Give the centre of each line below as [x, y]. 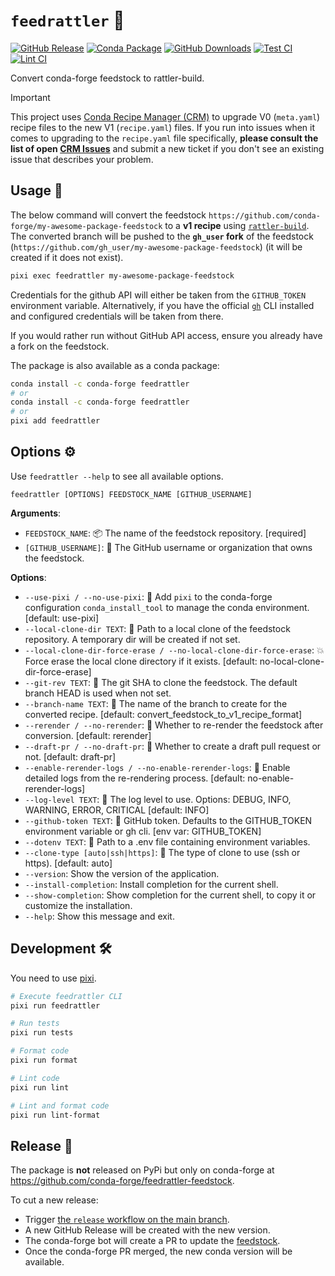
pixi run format [44, 1060]
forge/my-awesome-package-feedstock [86, 226]
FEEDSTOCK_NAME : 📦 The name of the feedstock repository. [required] [165, 533]
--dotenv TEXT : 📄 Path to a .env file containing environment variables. [167, 841]
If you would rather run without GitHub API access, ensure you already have [166, 335]
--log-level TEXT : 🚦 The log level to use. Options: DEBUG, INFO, [158, 799]
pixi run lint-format [55, 1115]
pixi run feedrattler [55, 1005]
